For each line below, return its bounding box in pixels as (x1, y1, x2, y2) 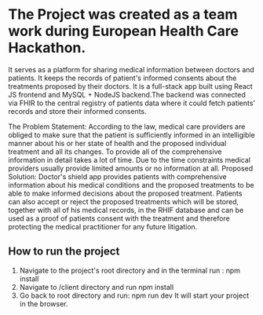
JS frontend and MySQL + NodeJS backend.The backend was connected (8, 90, 246, 99)
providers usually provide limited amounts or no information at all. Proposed (8, 163, 254, 173)
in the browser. (19, 299, 68, 308)
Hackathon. (8, 39, 86, 57)
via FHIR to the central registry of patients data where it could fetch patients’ (8, 98, 255, 108)
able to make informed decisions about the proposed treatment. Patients (8, 189, 243, 198)
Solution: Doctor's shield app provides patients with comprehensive (8, 171, 227, 181)
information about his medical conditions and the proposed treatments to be (8, 180, 254, 189)
